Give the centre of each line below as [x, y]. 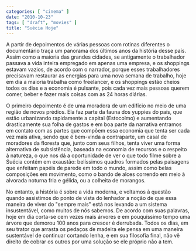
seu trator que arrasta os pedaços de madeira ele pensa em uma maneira [94, 229]
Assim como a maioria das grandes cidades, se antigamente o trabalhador [96, 57]
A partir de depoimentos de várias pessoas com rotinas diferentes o [88, 45]
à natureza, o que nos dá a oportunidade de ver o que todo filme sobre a [94, 155]
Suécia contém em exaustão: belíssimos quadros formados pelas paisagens [98, 162]
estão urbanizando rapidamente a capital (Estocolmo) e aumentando [89, 118]
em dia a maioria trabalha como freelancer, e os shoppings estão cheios [93, 82]
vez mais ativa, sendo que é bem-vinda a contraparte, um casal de [87, 137]
